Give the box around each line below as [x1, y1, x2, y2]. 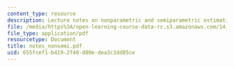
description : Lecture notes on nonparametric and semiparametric [7, 17, 201, 24]
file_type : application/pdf [7, 29, 89, 37]
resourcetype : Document [7, 36, 77, 43]
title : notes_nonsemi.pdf [7, 43, 82, 50]
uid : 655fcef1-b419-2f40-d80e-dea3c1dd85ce [7, 50, 136, 57]
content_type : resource [7, 10, 77, 17]
